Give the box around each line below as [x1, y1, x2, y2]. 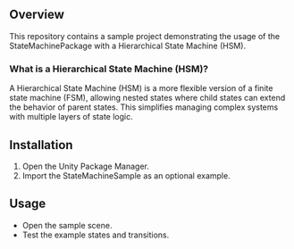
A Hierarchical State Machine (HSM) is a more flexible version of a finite [9, 83, 273, 94]
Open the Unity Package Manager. [21, 161, 149, 171]
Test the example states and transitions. [21, 229, 170, 240]
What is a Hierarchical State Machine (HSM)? [9, 62, 208, 75]
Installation [9, 137, 73, 153]
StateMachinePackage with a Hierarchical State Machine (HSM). [9, 40, 247, 51]
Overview [9, 7, 65, 22]
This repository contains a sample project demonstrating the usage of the [9, 30, 280, 41]
